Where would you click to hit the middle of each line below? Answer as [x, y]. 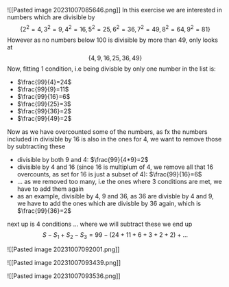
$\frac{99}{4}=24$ [44, 82]
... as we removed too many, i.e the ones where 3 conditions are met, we [119, 181]
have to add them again [50, 189]
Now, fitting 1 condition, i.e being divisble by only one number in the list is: [111, 69]
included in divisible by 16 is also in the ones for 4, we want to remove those [114, 139]
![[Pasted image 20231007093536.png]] [64, 276]
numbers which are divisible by [51, 17]
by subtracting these [36, 146]
